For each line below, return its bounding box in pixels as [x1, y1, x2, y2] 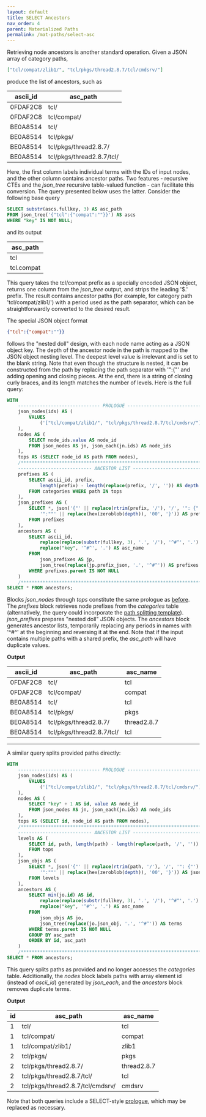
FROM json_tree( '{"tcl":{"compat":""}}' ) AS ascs [7, 212, 136, 218]
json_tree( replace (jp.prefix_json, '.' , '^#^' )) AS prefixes [39, 562, 199, 568]
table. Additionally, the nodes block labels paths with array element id [7, 972, 182, 979]
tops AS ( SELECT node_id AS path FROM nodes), [18, 454, 139, 460]
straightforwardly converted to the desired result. [7, 305, 131, 312]
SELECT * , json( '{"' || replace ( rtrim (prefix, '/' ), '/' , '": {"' [29, 506, 202, 512]
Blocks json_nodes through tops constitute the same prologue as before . [7, 596, 190, 603]
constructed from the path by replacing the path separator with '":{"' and [7, 365, 191, 373]
